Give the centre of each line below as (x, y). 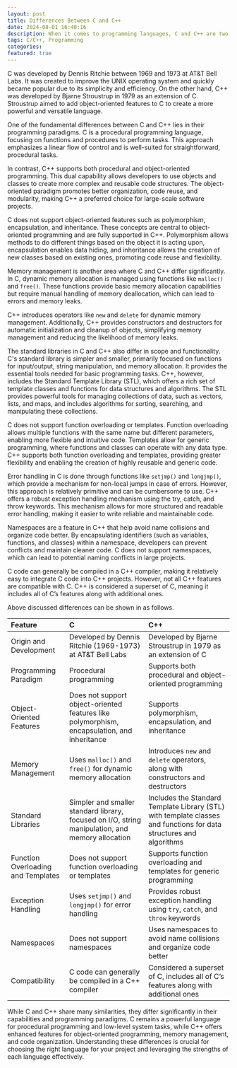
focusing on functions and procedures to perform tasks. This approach (110, 139)
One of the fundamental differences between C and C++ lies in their (106, 124)
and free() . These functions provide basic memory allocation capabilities (114, 286)
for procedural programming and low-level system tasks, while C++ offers (115, 1026)
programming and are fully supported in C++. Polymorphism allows (131, 235)
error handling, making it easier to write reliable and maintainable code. (111, 513)
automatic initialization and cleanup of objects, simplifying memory (105, 330)
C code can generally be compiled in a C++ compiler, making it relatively (113, 571)
